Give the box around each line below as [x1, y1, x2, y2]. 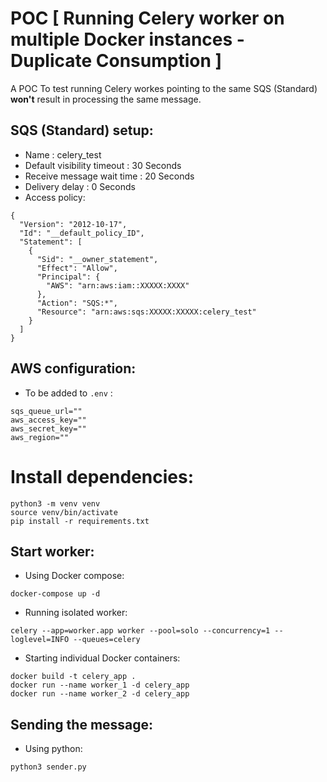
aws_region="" [10, 432, 70, 442]
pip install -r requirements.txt [10, 516, 150, 526]
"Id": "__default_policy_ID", [19, 228, 145, 238]
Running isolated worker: [24, 607, 128, 619]
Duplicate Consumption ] [10, 50, 223, 72]
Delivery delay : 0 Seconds [24, 180, 136, 192]
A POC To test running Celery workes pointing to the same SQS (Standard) [10, 82, 318, 94]
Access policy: [24, 191, 86, 203]
